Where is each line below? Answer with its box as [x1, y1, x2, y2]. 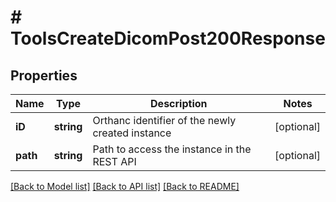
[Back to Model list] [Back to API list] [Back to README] [10, 181, 240, 192]
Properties [10, 67, 78, 84]
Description [150, 97, 208, 110]
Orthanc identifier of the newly [92, 114, 237, 127]
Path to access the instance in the [92, 142, 252, 156]
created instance [92, 126, 172, 140]
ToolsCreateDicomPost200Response [10, 27, 326, 50]
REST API [92, 155, 137, 168]
